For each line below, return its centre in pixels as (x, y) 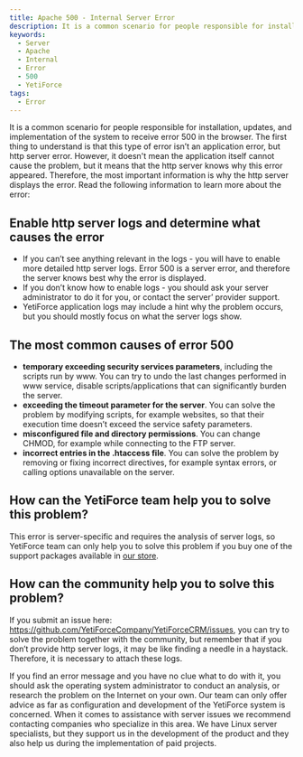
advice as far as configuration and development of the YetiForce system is (147, 705)
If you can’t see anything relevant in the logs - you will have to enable (151, 259)
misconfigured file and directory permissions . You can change (141, 434)
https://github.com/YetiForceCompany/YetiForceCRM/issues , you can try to (150, 630)
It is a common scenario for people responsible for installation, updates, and (151, 127)
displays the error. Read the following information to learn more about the (146, 185)
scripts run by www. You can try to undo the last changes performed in (154, 376)
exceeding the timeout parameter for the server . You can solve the (149, 405)
